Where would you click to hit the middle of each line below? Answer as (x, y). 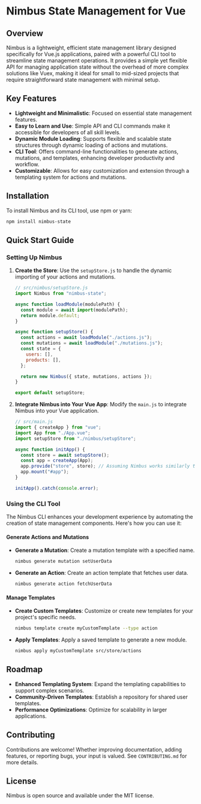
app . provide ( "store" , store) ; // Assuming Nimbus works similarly (105, 466)
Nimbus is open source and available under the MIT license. (80, 796)
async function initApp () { (50, 450)
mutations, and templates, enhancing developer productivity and (95, 158)
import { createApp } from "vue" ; (58, 428)
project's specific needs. (46, 617)
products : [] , (43, 360)
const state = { (41, 349)
